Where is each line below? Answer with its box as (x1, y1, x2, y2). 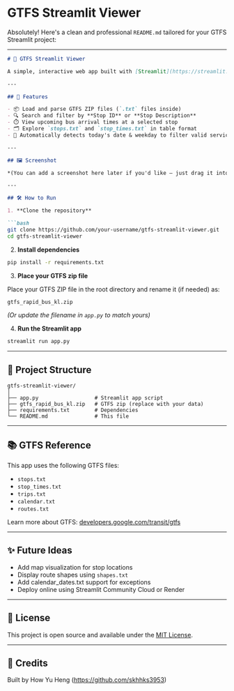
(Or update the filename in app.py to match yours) (7, 311, 151, 319)
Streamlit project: (7, 35, 57, 43)
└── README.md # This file (7, 413, 130, 420)
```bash (7, 220, 30, 227)
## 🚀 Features (7, 93, 49, 100)
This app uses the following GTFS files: (7, 461, 120, 469)
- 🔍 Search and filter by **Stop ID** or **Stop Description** (7, 112, 196, 119)
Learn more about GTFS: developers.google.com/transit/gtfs (7, 517, 181, 526)
